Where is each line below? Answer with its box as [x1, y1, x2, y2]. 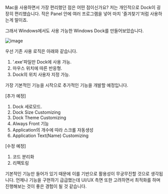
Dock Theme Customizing [12, 115, 67, 120]
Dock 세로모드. [12, 104, 43, 109]
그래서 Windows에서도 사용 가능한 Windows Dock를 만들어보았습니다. [5, 28, 144, 34]
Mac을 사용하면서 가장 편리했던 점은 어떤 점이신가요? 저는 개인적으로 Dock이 [5, 5, 155, 10]
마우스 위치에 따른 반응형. [12, 65, 63, 71]
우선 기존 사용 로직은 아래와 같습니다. [5, 48, 78, 54]
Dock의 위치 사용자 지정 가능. [12, 72, 70, 77]
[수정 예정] [5, 143, 26, 149]
